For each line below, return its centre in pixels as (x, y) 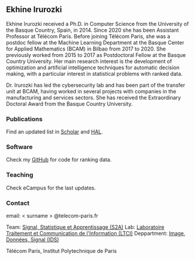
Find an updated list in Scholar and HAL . (55, 132)
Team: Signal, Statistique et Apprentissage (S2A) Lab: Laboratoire (85, 227)
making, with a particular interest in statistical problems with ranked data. (94, 73)
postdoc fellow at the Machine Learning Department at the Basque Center (95, 42)
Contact (18, 203)
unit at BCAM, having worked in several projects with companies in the (91, 91)
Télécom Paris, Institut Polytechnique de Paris (61, 251)
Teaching (20, 175)
